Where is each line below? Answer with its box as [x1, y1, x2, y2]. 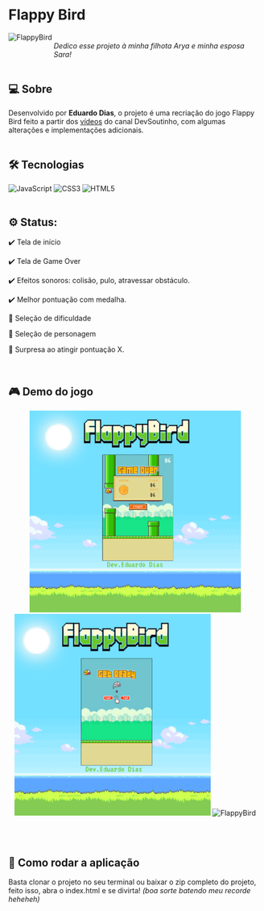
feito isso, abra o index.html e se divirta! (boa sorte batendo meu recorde [8, 886, 251, 895]
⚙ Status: [8, 215, 58, 229]
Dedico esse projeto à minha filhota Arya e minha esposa [53, 40, 245, 50]
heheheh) [8, 894, 40, 904]
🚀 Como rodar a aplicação [8, 855, 140, 869]
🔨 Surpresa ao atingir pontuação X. [8, 345, 125, 354]
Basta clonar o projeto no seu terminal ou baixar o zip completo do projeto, [8, 877, 257, 887]
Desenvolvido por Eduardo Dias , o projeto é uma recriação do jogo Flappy [8, 107, 255, 118]
